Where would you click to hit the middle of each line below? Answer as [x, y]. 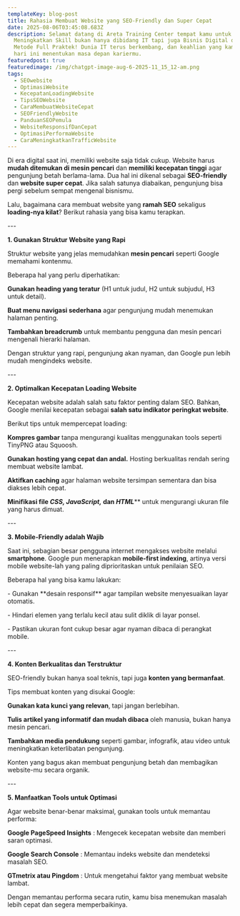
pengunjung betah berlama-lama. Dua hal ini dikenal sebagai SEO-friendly [117, 176]
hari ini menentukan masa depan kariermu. [78, 54]
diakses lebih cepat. [37, 488]
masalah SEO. [28, 862]
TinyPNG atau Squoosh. [43, 445]
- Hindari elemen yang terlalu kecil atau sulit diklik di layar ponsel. [104, 615]
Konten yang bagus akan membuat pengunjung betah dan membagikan [112, 763]
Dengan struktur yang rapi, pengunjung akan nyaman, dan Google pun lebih [119, 353]
